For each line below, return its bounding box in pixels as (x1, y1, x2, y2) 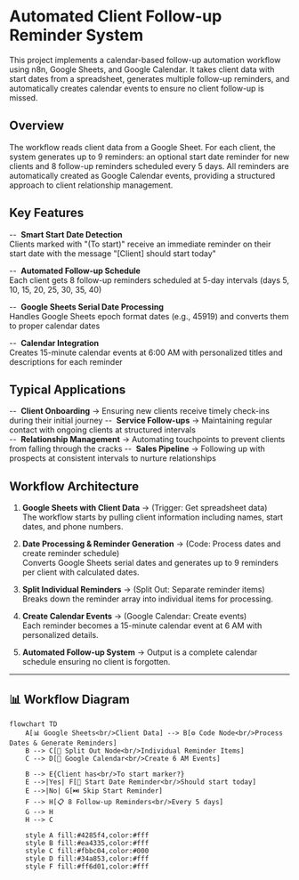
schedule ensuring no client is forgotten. (21, 657, 171, 667)
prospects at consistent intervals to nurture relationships (9, 453, 216, 464)
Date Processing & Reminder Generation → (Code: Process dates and (21, 538, 281, 549)
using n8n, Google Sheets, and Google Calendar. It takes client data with (9, 64, 275, 75)
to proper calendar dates (9, 320, 101, 331)
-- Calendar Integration (9, 337, 100, 348)
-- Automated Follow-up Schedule (9, 265, 141, 276)
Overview (9, 118, 65, 133)
